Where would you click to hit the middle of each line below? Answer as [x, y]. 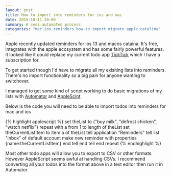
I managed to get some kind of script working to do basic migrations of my [84, 91]
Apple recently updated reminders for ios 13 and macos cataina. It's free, [82, 44]
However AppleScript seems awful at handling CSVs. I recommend [75, 159]
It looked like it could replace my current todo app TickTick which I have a [83, 55]
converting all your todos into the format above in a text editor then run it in [84, 164]
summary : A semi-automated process [43, 24]
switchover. [17, 81]
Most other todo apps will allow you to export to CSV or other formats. [79, 153]
